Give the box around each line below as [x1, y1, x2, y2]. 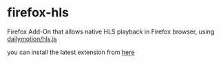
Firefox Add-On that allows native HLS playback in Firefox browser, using [7, 27, 215, 36]
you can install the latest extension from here [7, 48, 135, 56]
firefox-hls [7, 5, 69, 21]
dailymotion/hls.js [7, 34, 57, 42]
